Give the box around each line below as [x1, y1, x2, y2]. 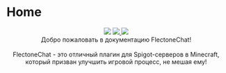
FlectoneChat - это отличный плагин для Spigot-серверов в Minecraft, [13, 50, 220, 58]
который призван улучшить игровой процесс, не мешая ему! [25, 57, 207, 66]
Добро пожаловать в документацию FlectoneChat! [40, 35, 192, 44]
